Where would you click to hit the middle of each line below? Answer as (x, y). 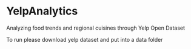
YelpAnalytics (42, 11)
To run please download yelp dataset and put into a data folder (85, 39)
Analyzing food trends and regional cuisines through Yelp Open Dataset (96, 28)
